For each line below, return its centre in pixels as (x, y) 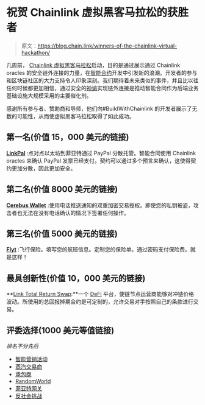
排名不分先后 (22, 346)
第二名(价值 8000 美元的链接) (62, 189)
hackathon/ (36, 52)
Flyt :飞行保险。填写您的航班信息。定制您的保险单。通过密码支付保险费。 (98, 250)
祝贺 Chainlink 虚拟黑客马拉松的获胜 (98, 12)
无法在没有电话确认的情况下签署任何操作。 (76, 213)
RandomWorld (33, 381)
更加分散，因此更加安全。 (44, 168)
